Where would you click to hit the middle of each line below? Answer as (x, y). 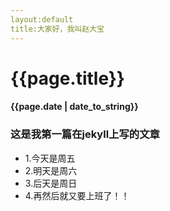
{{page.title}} (67, 78)
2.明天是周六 (51, 170)
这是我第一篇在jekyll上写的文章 (85, 134)
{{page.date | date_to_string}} (74, 107)
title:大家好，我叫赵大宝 (57, 29)
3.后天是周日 (51, 183)
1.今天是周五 (50, 158)
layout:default (42, 19)
